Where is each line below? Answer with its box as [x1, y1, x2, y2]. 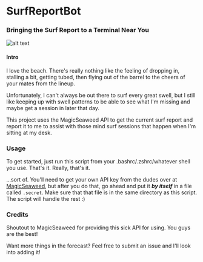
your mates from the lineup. [6, 80, 76, 87]
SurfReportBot [6, 4, 81, 18]
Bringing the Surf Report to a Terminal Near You [6, 26, 150, 34]
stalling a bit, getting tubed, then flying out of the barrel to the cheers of [6, 73, 186, 80]
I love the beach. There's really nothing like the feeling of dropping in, [6, 67, 180, 74]
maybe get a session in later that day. [6, 104, 100, 111]
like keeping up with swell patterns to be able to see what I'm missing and [6, 98, 190, 105]
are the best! [6, 231, 38, 238]
